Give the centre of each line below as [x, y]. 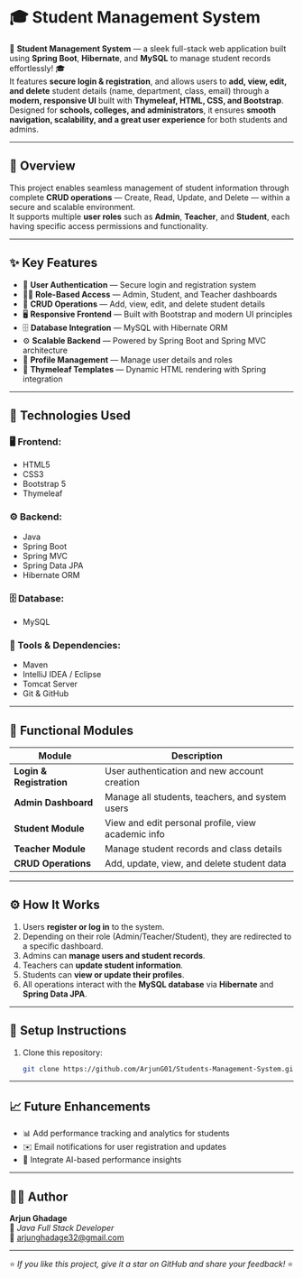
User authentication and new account [184, 770]
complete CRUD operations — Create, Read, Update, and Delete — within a [150, 197]
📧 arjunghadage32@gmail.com [67, 1237]
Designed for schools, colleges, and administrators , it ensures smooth [143, 110]
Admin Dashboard [54, 802]
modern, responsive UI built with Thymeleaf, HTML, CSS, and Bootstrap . [147, 100]
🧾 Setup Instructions [68, 1030]
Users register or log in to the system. [93, 926]
